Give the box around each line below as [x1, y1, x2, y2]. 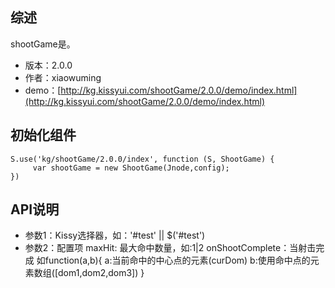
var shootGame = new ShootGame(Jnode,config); [32, 163, 230, 173]
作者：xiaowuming [24, 71, 102, 83]
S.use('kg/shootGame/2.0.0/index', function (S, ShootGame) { [10, 154, 275, 164]
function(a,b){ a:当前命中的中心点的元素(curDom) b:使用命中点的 [44, 254, 311, 267]
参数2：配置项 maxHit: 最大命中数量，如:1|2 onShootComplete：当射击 [24, 242, 317, 254]
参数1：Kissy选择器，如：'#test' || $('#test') [24, 229, 206, 242]
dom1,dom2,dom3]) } [58, 267, 145, 279]
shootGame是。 [10, 38, 76, 50]
